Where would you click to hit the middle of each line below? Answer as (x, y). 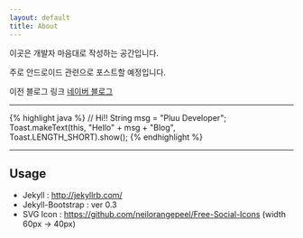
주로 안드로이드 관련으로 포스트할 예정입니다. (88, 72)
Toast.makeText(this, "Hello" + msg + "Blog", (92, 127)
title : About (34, 26)
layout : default (40, 18)
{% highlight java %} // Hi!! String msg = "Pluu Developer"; (118, 117)
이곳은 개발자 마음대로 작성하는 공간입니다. (84, 53)
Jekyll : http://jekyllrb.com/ (73, 196)
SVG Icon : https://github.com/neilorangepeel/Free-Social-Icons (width (154, 215)
